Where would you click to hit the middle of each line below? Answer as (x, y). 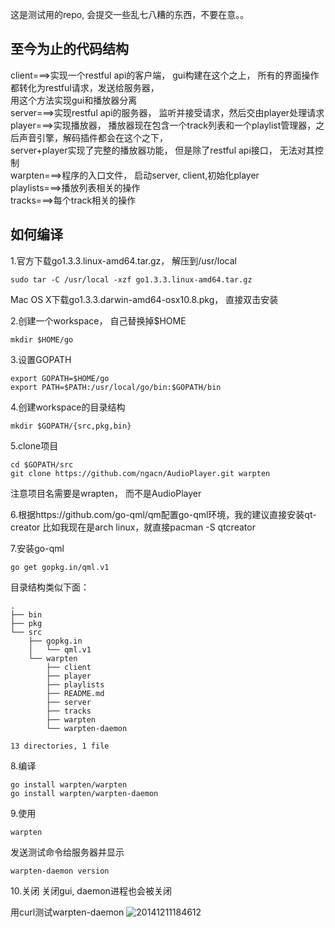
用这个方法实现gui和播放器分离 (74, 100)
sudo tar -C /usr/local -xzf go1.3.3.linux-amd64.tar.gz (131, 279)
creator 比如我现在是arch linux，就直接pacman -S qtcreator (133, 527)
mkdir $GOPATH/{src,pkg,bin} (71, 426)
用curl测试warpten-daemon (67, 912)
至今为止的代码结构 (69, 49)
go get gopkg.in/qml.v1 (60, 567)
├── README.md (75, 693)
